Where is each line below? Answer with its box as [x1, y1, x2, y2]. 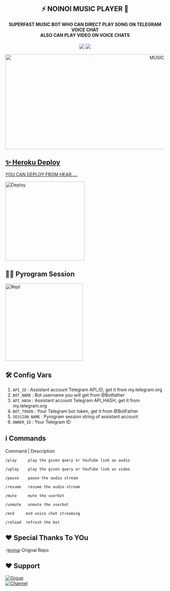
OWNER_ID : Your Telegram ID [12, 419, 71, 425]
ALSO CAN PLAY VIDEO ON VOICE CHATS [40, 32, 130, 38]
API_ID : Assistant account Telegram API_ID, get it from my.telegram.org [12, 387, 163, 393]
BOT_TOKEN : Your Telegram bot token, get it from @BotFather [12, 408, 138, 414]
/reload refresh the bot [5, 520, 60, 525]
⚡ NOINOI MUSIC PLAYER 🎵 [41, 5, 129, 13]
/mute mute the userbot [5, 493, 65, 498]
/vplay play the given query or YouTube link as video [5, 466, 130, 471]
